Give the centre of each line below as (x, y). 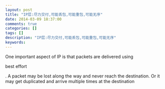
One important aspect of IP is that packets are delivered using (69, 56)
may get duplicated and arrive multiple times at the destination (70, 81)
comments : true (21, 24)
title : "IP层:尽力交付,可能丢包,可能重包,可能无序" (54, 14)
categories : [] (21, 28)
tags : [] (14, 33)
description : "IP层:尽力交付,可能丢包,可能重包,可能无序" (61, 38)
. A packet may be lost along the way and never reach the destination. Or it (82, 76)
